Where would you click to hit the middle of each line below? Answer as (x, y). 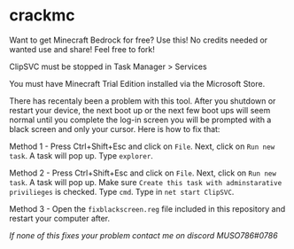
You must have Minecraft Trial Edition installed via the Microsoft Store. (137, 83)
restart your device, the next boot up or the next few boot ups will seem (140, 110)
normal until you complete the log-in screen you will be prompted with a (140, 120)
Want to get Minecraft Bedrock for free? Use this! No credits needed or (139, 40)
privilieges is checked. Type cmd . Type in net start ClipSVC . (122, 191)
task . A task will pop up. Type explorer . (81, 155)
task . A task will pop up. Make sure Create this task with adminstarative (146, 182)
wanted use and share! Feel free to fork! (82, 49)
